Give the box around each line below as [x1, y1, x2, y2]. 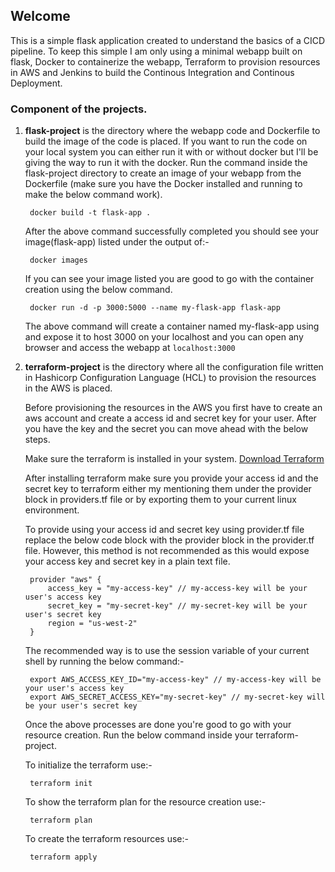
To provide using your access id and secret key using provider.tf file [24, 524, 305, 536]
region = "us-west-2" [47, 619, 138, 629]
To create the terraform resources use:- [24, 833, 189, 845]
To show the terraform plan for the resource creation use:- [24, 796, 267, 808]
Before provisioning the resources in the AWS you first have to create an [24, 402, 323, 414]
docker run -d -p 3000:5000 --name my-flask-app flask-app [29, 303, 281, 313]
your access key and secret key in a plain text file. [24, 555, 231, 568]
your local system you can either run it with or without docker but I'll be [24, 146, 319, 158]
